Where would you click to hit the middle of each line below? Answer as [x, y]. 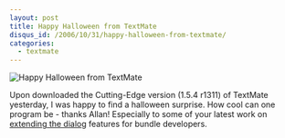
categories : [32, 43]
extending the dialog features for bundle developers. [108, 124]
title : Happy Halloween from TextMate [83, 26]
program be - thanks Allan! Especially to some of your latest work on [138, 114]
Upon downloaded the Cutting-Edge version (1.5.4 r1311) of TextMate [139, 95]
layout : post [34, 18]
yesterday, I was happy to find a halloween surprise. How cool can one [142, 104]
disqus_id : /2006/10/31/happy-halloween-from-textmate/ [118, 34]
